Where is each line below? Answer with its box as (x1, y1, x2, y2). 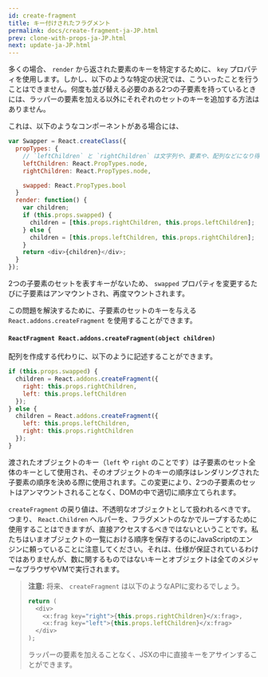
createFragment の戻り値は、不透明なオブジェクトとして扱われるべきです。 (8, 504, 255, 514)
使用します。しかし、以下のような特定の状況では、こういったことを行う (22, 74, 259, 84)
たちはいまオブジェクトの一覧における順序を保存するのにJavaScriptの (8, 534, 239, 544)
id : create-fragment (8, 11, 77, 20)
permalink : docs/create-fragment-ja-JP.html (8, 26, 159, 34)
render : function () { (15, 197, 88, 205)
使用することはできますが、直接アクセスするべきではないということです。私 (8, 524, 259, 534)
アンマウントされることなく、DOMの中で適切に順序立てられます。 (22, 487, 241, 496)
